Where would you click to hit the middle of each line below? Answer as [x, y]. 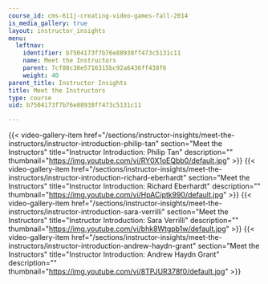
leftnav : [30, 46]
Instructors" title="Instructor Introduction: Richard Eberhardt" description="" [134, 186]
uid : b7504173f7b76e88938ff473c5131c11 [75, 105]
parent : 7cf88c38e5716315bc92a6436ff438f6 [95, 68]
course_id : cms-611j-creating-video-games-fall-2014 [98, 16]
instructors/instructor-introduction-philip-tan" [83, 144]
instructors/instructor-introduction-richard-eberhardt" [97, 178]
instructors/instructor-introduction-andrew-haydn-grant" [102, 246]
